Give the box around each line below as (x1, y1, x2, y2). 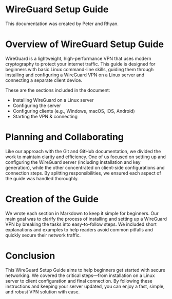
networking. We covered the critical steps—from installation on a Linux (5, 272, 155, 279)
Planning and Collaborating (5, 132, 124, 143)
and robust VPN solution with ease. (5, 288, 80, 295)
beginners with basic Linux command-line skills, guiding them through (5, 66, 154, 72)
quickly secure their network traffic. (5, 232, 81, 238)
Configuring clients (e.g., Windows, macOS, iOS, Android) (12, 108, 135, 114)
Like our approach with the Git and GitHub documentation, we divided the (5, 148, 161, 154)
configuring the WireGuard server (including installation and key (5, 159, 141, 165)
